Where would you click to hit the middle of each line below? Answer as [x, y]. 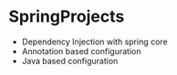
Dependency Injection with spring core [94, 42]
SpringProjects [67, 17]
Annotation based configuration [81, 51]
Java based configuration [70, 61]
